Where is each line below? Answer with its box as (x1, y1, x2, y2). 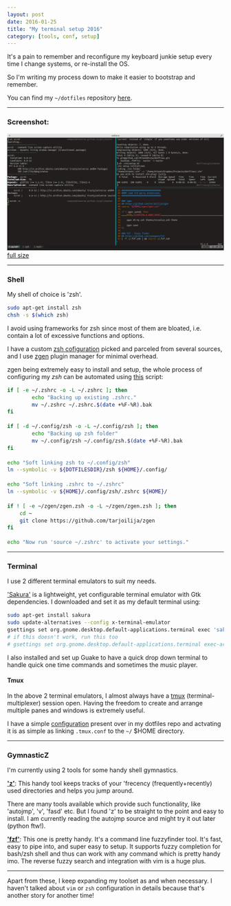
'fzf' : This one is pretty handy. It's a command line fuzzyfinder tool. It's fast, (7, 835, 223, 843)
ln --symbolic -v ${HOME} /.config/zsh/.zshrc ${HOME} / (7, 488, 168, 495)
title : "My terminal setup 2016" (7, 25, 103, 32)
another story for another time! (7, 892, 94, 900)
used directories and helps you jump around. (7, 786, 134, 795)
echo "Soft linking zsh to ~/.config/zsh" (7, 459, 131, 466)
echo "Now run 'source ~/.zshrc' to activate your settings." (7, 539, 189, 546)
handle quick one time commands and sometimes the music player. (7, 660, 198, 669)
